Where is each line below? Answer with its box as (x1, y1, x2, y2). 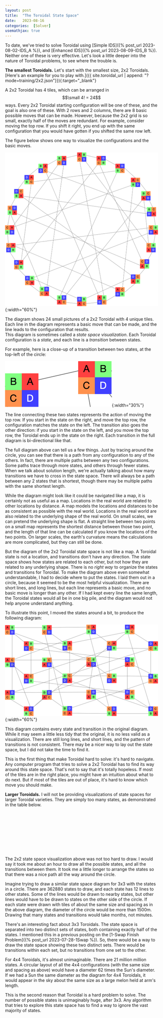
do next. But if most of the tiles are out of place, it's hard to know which (5, 777, 148, 782)
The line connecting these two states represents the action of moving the (5, 411, 152, 417)
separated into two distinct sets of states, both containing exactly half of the (5, 926, 158, 932)
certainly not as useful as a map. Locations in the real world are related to (5, 498, 152, 503)
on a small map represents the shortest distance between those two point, (5, 523, 154, 529)
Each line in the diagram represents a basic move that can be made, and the (5, 321, 157, 327)
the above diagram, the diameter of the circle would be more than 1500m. (5, 907, 152, 912)
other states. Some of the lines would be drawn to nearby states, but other (5, 891, 154, 897)
